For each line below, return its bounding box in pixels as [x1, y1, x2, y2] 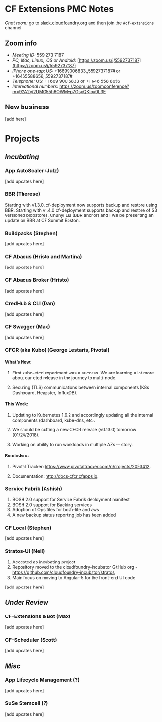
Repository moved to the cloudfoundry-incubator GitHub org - [12, 564, 138, 570]
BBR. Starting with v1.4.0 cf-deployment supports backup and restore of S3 [5, 207, 158, 213]
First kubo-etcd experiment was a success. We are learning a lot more [12, 370, 154, 376]
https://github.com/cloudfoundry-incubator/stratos [12, 569, 115, 575]
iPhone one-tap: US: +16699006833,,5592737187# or [12, 68, 121, 74]
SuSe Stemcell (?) [5, 700, 48, 707]
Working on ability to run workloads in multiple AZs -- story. [12, 441, 133, 447]
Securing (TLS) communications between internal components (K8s [12, 384, 149, 391]
